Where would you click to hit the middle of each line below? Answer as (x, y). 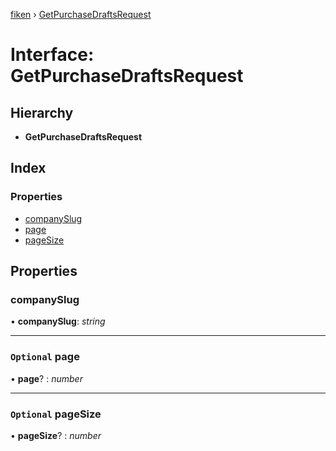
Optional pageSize (56, 414)
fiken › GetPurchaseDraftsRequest (81, 14)
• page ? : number (46, 378)
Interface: (52, 55)
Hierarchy (42, 112)
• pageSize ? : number (56, 435)
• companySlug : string (58, 321)
